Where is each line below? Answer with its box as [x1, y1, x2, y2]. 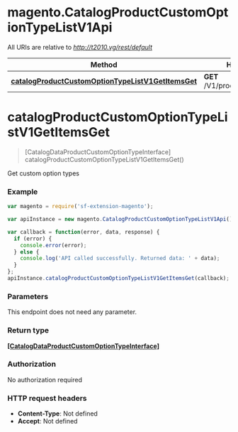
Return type [7, 325, 50, 335]
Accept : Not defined [17, 417, 78, 426]
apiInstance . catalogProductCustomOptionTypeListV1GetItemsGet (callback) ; [7, 275, 230, 282]
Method [90, 60, 118, 70]
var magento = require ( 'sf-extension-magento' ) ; [7, 203, 154, 210]
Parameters [7, 291, 48, 301]
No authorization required [7, 375, 83, 384]
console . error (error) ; [20, 242, 87, 249]
